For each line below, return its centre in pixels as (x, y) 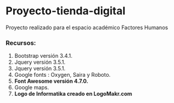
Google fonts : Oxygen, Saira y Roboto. (62, 75)
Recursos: (21, 43)
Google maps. (31, 88)
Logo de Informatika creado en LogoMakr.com (73, 94)
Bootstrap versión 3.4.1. (43, 56)
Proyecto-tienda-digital (65, 11)
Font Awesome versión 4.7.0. (51, 81)
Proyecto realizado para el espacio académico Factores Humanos (87, 27)
